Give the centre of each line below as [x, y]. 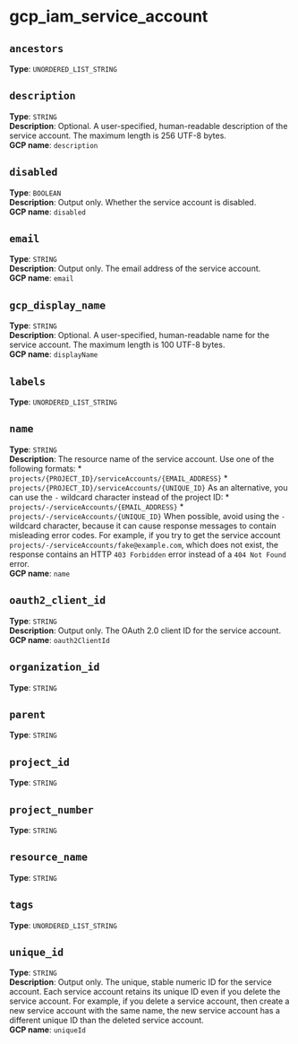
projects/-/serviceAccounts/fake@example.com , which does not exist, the [144, 544]
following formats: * [46, 468]
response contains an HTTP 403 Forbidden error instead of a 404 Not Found [148, 554]
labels [28, 381]
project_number [51, 809]
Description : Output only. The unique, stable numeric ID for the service [140, 982]
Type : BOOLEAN [35, 192]
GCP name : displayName [54, 354]
